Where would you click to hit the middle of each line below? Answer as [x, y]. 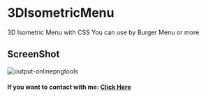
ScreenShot [34, 54]
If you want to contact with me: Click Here [69, 87]
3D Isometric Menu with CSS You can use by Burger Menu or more [103, 32]
